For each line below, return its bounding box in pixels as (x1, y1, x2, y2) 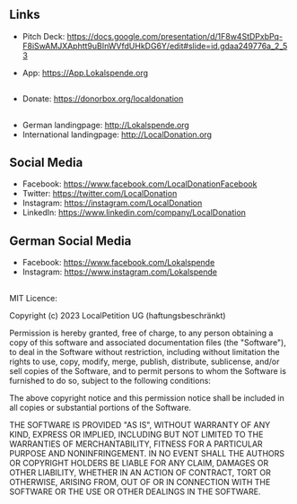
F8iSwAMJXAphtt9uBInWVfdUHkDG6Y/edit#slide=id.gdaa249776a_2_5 (22, 40, 288, 51)
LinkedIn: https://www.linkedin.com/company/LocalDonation (22, 207, 247, 218)
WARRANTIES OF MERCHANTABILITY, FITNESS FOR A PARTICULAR (9, 439, 263, 449)
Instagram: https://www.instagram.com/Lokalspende (22, 266, 218, 277)
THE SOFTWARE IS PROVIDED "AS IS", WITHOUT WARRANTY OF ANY (9, 419, 271, 430)
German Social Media (9, 233, 132, 248)
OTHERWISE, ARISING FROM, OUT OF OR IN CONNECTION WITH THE (9, 476, 271, 487)
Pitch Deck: (22, 30, 66, 41)
